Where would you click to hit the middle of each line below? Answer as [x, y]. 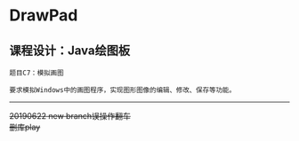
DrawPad [44, 16]
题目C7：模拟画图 [36, 73]
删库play [25, 127]
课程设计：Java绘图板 [70, 50]
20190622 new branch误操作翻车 [70, 116]
